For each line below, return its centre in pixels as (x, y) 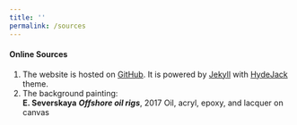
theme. (35, 83)
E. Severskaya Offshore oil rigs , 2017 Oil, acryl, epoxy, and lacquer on (153, 103)
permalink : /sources (48, 26)
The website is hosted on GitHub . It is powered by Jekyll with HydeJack (155, 74)
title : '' (28, 17)
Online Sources (39, 54)
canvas (35, 112)
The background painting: (70, 93)
